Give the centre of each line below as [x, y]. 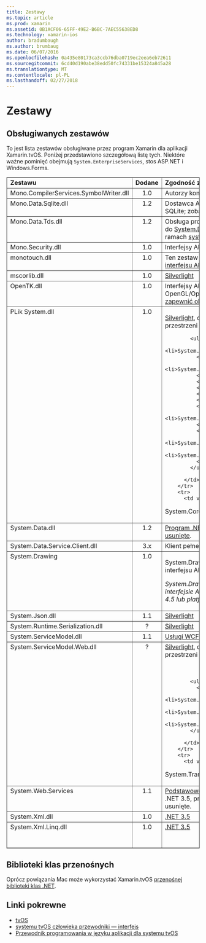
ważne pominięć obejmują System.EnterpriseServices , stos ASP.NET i [95, 162]
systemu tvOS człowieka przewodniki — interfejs [77, 926]
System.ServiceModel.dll [46, 636]
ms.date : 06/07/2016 [33, 52]
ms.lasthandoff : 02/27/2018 [42, 80]
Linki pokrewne [36, 905]
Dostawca [179, 203]
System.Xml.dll [32, 816]
